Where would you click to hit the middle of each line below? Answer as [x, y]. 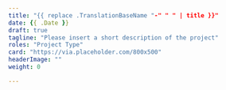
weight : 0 [25, 67]
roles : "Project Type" [46, 45]
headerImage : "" [35, 60]
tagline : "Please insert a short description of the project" [113, 37]
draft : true [28, 30]
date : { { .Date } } [39, 23]
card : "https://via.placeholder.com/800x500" [85, 52]
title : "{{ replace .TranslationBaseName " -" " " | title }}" [113, 15]
